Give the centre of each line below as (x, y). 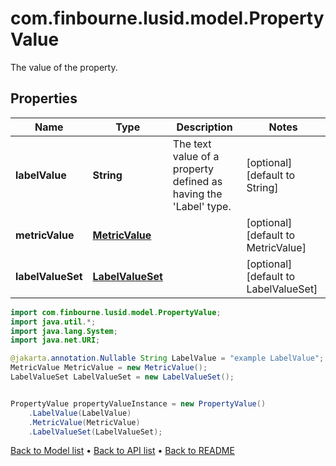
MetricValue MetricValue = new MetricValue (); (109, 368)
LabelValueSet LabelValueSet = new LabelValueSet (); (122, 377)
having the (197, 194)
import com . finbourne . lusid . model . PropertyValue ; (116, 312)
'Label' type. (202, 206)
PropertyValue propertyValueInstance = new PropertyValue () (138, 403)
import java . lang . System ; (64, 331)
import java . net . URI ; (55, 340)
